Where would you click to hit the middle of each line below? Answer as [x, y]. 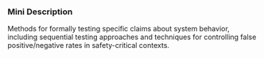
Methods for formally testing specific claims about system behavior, [118, 29]
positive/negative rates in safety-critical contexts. [89, 45]
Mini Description [40, 12]
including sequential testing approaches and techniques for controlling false [132, 37]
